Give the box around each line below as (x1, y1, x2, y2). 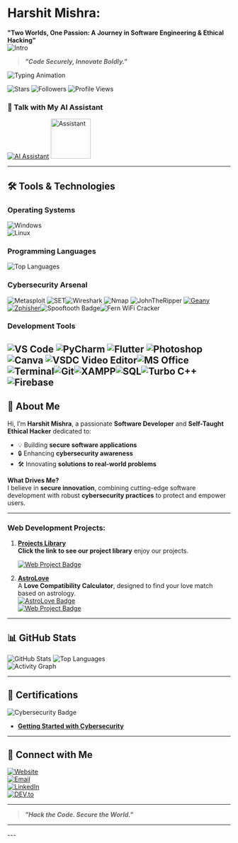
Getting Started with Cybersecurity (17, 721, 124, 730)
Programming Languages (7, 246, 97, 256)
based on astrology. (17, 589, 76, 597)
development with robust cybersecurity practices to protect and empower (7, 491, 227, 499)
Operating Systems (7, 205, 76, 215)
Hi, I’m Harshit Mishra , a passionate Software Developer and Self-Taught (7, 419, 225, 428)
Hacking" (7, 35, 37, 44)
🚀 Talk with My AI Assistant (7, 102, 103, 112)
